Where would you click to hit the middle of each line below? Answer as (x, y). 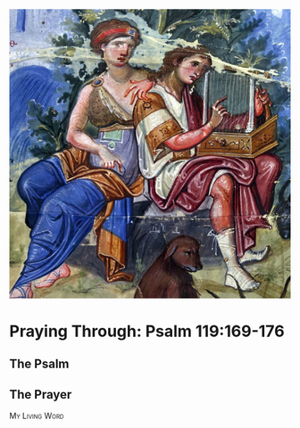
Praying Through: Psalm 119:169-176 (147, 331)
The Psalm (39, 364)
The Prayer (41, 395)
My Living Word (37, 416)
